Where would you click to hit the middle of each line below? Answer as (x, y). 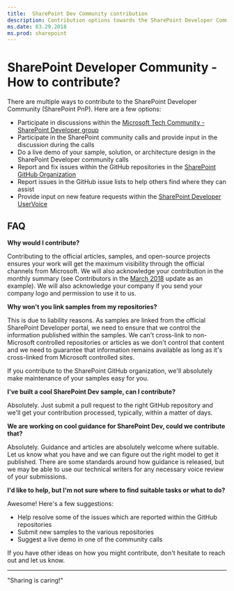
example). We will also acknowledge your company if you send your (105, 286)
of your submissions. (37, 477)
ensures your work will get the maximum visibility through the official (106, 263)
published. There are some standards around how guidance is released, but (116, 462)
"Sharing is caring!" (36, 580)
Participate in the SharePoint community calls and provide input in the (117, 137)
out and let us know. (36, 560)
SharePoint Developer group (58, 130)
